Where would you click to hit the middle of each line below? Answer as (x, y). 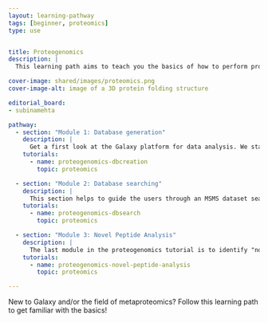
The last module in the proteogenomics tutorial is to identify (138, 250)
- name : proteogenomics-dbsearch (85, 213)
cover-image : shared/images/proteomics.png (82, 81)
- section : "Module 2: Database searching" (89, 183)
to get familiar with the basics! (58, 310)
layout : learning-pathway (51, 16)
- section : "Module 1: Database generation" (91, 132)
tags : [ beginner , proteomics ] (59, 23)
